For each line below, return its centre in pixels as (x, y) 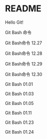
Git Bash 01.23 (19, 122)
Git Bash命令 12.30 (24, 74)
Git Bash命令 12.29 (24, 64)
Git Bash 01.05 (19, 103)
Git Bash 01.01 (19, 84)
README (23, 9)
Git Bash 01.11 (18, 113)
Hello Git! (14, 22)
